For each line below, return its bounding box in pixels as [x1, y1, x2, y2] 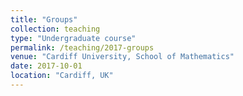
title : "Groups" [10, 14, 78, 25]
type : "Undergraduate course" [10, 33, 137, 43]
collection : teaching [10, 24, 101, 34]
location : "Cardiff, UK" [10, 71, 114, 81]
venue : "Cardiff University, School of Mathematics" [10, 52, 235, 62]
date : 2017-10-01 [10, 61, 83, 71]
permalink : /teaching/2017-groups [10, 42, 155, 53]
